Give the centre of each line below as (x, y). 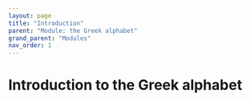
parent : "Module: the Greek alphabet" (73, 30)
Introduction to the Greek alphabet (125, 85)
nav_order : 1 (30, 46)
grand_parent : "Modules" (50, 38)
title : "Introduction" (46, 23)
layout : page (30, 16)
